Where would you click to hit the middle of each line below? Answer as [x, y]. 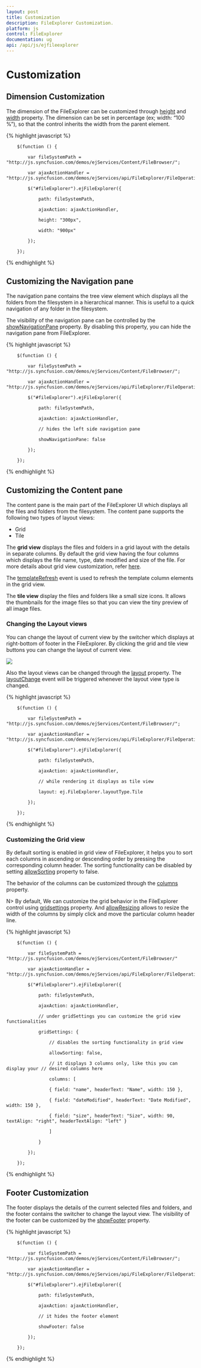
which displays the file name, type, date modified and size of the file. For [96, 560]
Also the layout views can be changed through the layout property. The [94, 672]
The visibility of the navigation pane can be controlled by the [81, 320]
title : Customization [33, 17]
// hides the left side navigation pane [89, 429]
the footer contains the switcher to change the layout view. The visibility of [98, 1213]
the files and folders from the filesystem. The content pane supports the [95, 511]
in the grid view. [26, 584]
